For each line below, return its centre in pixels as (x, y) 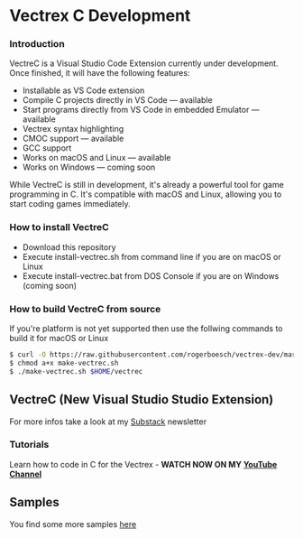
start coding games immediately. (70, 204)
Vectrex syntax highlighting (73, 129)
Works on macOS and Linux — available (96, 158)
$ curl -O (28, 355)
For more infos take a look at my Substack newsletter (108, 422)
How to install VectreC (60, 227)
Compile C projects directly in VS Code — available (118, 100)
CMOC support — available (73, 139)
